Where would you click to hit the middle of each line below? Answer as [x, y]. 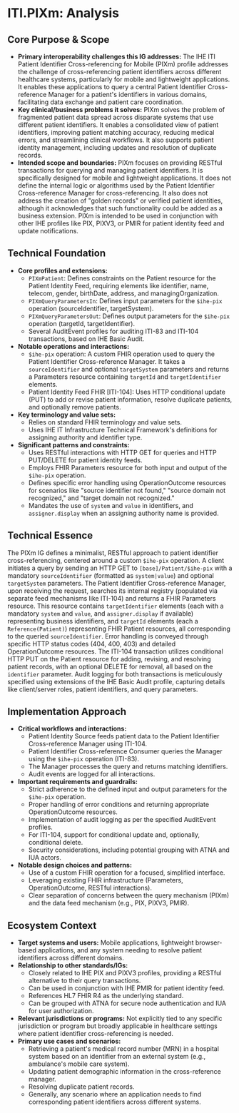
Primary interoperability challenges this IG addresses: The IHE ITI [117, 56]
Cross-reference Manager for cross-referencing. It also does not [113, 193]
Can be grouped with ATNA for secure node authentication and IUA [127, 1003]
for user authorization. [61, 1011]
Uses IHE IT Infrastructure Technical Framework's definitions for [123, 430]
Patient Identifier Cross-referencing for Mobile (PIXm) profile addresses [123, 64]
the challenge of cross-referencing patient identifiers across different [119, 72]
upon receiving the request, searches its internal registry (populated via [112, 591]
